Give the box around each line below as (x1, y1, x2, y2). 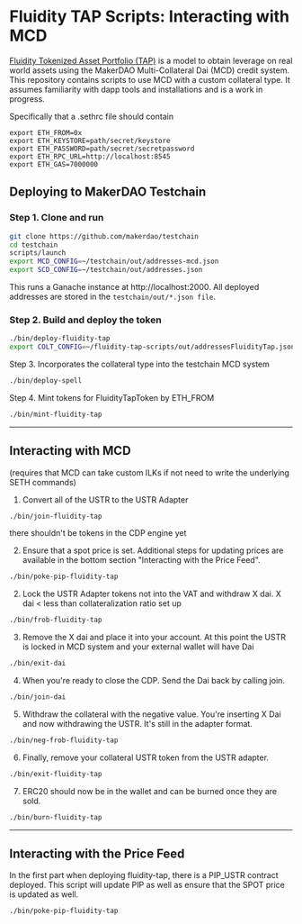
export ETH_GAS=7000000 (9, 159, 99, 168)
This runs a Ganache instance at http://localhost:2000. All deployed (9, 282, 260, 292)
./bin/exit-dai (9, 659, 67, 668)
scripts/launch (9, 249, 67, 258)
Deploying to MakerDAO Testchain (9, 185, 207, 200)
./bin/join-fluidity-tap (9, 512, 102, 521)
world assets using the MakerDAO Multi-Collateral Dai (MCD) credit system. (9, 65, 290, 76)
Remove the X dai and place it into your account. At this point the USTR (22, 632, 286, 643)
